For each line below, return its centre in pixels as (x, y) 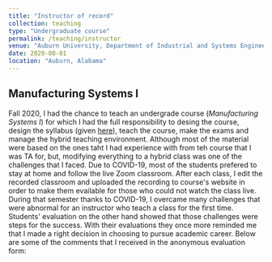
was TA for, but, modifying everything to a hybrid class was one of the (125, 156)
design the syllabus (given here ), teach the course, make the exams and (129, 130)
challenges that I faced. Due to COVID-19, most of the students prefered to (133, 165)
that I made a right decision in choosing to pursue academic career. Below (132, 233)
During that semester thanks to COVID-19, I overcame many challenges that (134, 199)
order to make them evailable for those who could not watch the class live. (132, 190)
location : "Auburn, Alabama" (57, 61)
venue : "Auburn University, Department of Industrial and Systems (123, 46)
